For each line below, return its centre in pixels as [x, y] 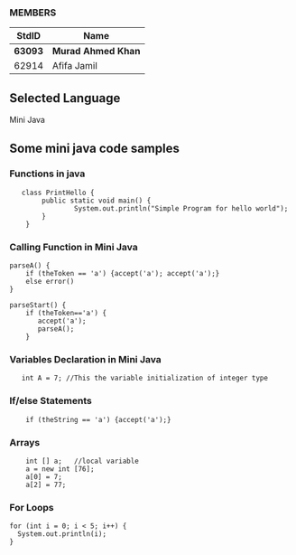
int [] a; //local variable [83, 461]
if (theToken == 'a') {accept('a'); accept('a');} [123, 274]
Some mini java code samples [95, 148]
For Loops [32, 507]
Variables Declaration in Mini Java [86, 360]
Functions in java [47, 174]
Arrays [25, 442]
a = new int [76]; [60, 469]
